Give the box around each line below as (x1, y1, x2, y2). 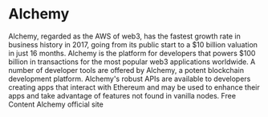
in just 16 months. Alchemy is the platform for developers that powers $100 (8, 48, 256, 58)
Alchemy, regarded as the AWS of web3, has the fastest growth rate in (8, 31, 241, 41)
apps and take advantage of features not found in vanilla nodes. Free (8, 91, 237, 100)
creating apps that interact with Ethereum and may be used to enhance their (8, 82, 260, 92)
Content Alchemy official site (8, 99, 104, 109)
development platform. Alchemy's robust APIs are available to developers (8, 74, 251, 83)
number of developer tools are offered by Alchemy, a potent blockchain (8, 65, 245, 75)
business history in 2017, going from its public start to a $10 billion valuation (8, 39, 258, 49)
